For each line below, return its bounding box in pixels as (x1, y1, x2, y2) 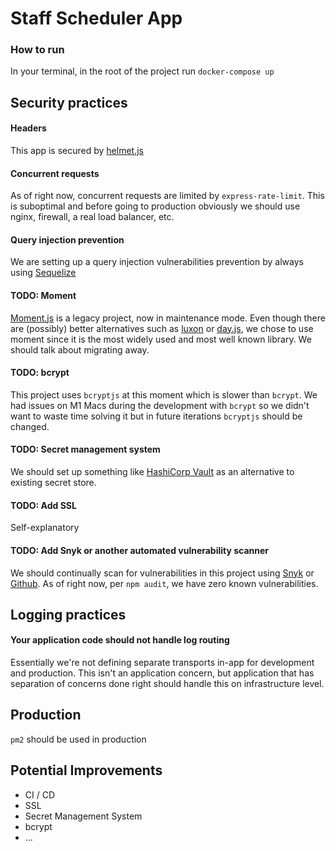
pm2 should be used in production (10, 733, 147, 745)
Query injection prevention (10, 233, 125, 246)
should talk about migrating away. (10, 343, 150, 356)
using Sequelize (10, 267, 77, 279)
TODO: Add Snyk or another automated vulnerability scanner (10, 544, 270, 556)
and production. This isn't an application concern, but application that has (10, 667, 315, 679)
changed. (10, 420, 50, 432)
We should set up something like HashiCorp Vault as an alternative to (10, 466, 295, 478)
